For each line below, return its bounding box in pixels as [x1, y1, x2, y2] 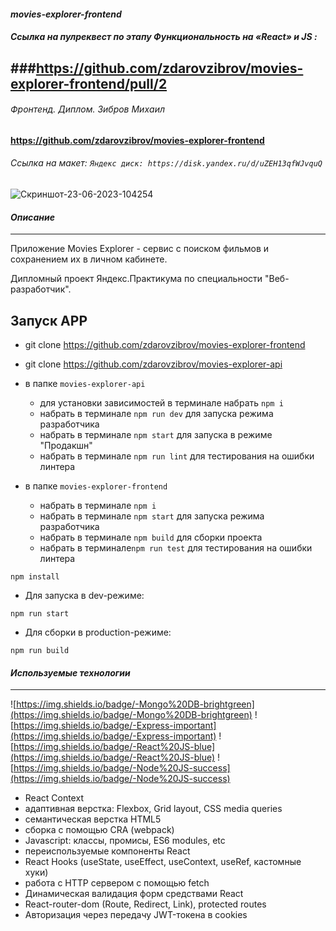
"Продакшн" [39, 440, 93, 451]
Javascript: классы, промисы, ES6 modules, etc [24, 835, 226, 847]
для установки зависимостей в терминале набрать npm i [39, 397, 284, 409]
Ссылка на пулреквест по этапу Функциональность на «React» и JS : [10, 31, 318, 43]
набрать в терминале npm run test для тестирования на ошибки [39, 542, 313, 554]
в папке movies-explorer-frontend [24, 480, 168, 492]
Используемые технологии [10, 666, 131, 679]
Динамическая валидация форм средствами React [24, 888, 244, 900]
